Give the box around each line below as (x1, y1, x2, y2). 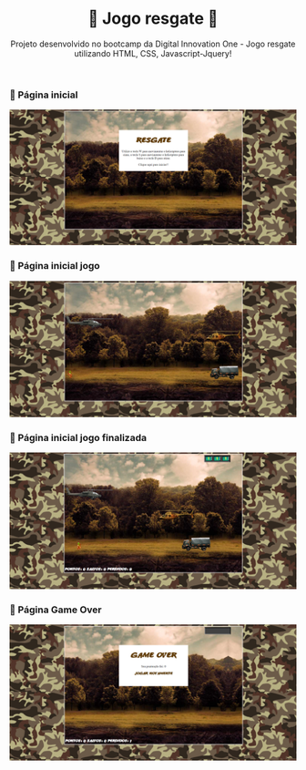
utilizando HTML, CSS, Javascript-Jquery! (74, 47, 232, 58)
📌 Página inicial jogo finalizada (9, 431, 148, 444)
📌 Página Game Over (9, 603, 102, 616)
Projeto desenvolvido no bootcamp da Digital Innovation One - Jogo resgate (10, 38, 296, 49)
